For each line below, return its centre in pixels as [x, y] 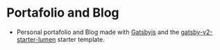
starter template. [81, 39]
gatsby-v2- [197, 32]
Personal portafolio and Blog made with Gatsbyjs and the [98, 32]
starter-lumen [36, 39]
